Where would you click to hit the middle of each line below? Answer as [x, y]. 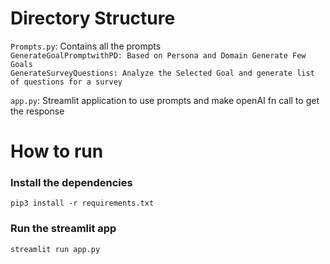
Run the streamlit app [63, 229]
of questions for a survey [66, 82]
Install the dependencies [71, 183]
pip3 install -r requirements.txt [82, 203]
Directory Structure [93, 18]
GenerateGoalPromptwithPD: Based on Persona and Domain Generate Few [158, 55]
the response [37, 111]
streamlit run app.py [55, 249]
